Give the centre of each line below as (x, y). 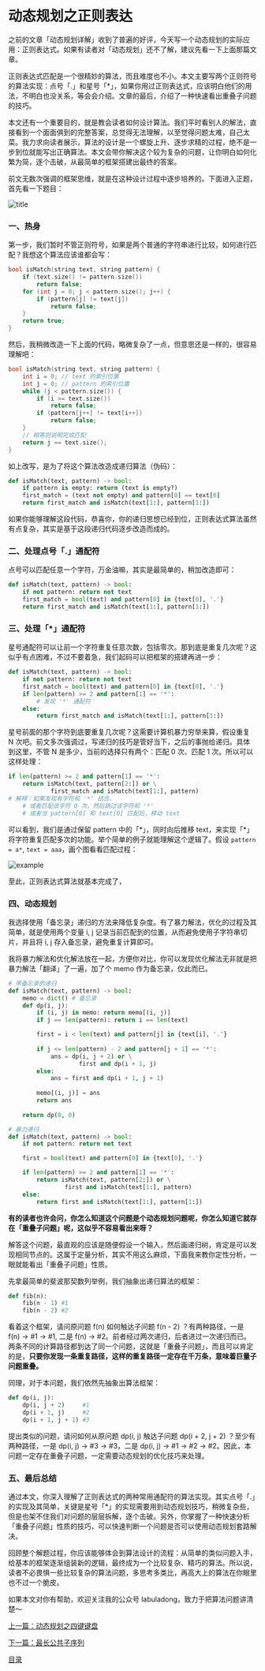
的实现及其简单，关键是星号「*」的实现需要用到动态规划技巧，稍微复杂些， (131, 1506)
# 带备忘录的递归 (32, 983)
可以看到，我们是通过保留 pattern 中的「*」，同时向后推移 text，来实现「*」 (131, 829)
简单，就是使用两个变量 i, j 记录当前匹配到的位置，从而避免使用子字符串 (124, 932)
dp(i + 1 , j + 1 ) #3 (56, 1420)
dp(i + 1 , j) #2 (56, 1412)
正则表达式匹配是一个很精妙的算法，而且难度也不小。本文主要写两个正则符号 (132, 76)
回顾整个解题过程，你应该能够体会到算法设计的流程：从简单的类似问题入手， (132, 1553)
